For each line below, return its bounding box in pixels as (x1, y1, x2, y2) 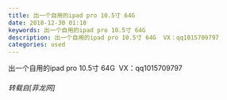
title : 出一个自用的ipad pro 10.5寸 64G (8, 11, 136, 20)
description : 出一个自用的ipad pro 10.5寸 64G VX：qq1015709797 (8, 33, 220, 42)
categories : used (8, 41, 66, 49)
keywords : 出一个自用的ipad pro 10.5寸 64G (8, 26, 146, 34)
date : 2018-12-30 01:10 (8, 19, 87, 27)
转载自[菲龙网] (8, 83, 56, 92)
